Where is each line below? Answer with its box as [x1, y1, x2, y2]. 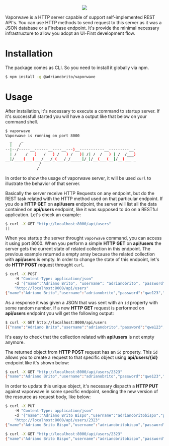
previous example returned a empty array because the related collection [5, 251, 155, 257]
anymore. [5, 339, 25, 345]
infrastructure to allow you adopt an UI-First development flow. [5, 30, 136, 36]
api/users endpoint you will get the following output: [5, 310, 114, 316]
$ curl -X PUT [5, 404, 35, 409]
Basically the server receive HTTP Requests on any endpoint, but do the [5, 190, 155, 196]
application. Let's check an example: [5, 212, 81, 218]
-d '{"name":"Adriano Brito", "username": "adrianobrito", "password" [14, 281, 165, 286]
